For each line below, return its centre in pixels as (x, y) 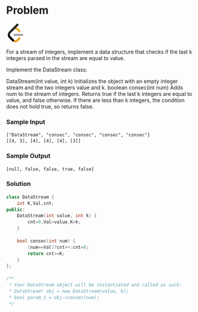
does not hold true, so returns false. (50, 106)
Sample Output (28, 156)
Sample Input (26, 121)
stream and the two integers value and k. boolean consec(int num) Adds (95, 88)
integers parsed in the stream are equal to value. (65, 58)
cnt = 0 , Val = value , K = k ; (54, 222)
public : (16, 210)
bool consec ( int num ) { (46, 241)
